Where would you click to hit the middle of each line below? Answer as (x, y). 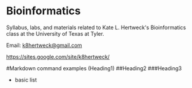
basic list (26, 80)
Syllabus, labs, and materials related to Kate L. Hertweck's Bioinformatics (96, 27)
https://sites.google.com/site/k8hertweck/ (58, 56)
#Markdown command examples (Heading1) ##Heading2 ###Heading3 (94, 68)
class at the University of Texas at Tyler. (55, 33)
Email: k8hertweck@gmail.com (44, 45)
